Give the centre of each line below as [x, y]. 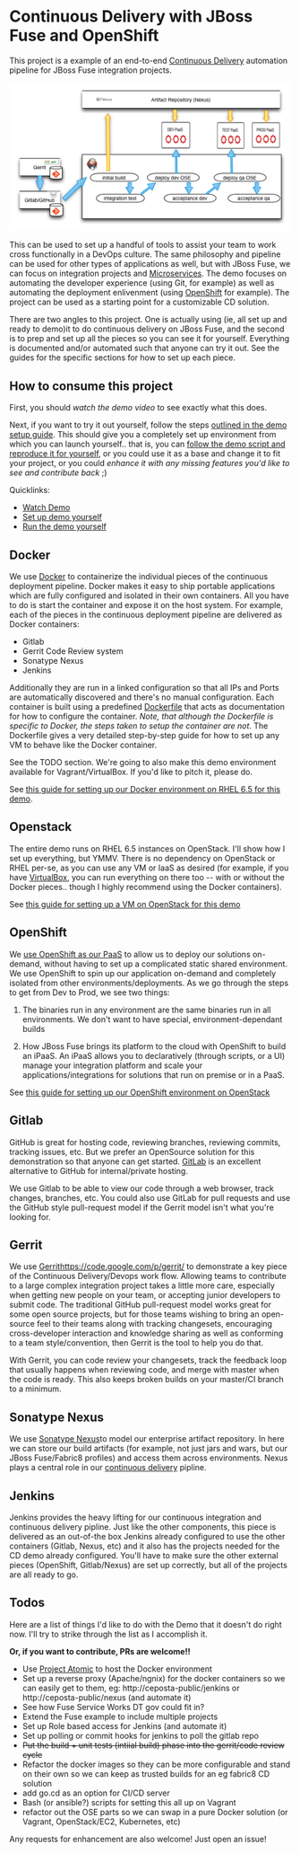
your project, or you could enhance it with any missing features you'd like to [150, 463]
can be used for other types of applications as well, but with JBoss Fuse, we [150, 264]
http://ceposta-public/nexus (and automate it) [107, 1697]
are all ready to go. [44, 1575]
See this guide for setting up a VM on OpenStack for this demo [125, 904]
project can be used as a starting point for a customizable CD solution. [139, 302]
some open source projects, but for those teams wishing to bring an [134, 1314]
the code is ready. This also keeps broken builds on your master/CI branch [146, 1380]
